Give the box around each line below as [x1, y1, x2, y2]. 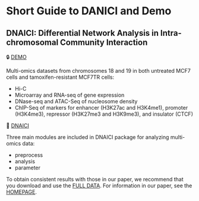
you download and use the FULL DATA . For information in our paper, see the [6, 182, 192, 189]
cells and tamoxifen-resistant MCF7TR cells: [6, 73, 115, 81]
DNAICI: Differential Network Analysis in [6, 28, 159, 38]
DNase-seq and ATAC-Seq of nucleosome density [14, 98, 138, 105]
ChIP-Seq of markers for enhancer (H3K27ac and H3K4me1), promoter [14, 104, 188, 111]
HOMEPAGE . [6, 188, 37, 195]
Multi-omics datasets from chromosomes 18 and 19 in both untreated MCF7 [6, 67, 191, 74]
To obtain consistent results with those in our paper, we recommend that [6, 176, 184, 183]
